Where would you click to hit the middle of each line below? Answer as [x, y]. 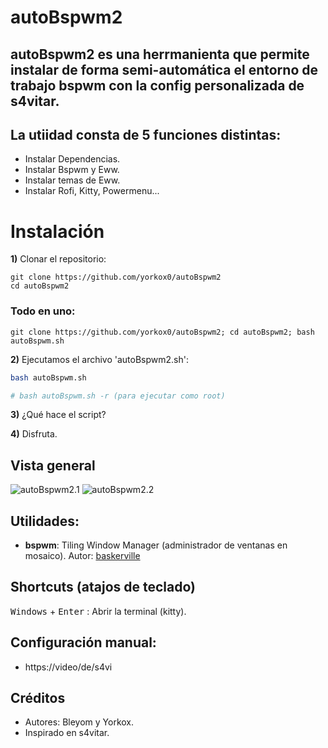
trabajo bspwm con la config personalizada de [157, 85]
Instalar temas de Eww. [72, 180]
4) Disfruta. [34, 434]
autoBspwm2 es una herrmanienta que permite [160, 54]
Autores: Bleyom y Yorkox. [79, 722]
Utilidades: [45, 521]
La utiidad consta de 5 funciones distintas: [146, 134]
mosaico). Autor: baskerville [82, 555]
